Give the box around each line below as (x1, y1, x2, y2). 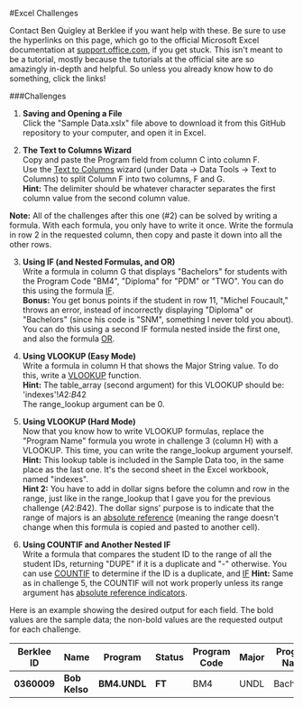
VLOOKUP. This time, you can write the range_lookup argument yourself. (22, 445, 293, 455)
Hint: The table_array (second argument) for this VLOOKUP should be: (22, 379, 285, 390)
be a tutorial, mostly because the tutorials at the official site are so (9, 54, 255, 64)
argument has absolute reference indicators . (22, 587, 188, 598)
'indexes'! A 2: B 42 (22, 389, 87, 400)
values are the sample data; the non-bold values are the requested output (9, 614, 283, 625)
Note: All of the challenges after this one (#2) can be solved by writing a (9, 210, 278, 220)
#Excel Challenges (9, 8, 78, 18)
